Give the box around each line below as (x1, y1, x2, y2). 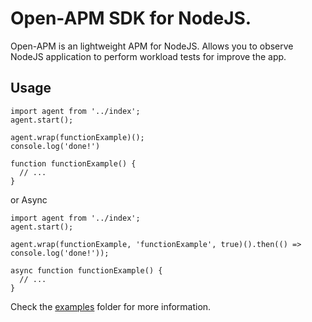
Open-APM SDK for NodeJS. (10, 7, 252, 30)
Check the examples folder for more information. (10, 300, 212, 312)
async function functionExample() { (10, 265, 163, 276)
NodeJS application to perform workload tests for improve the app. (10, 50, 287, 62)
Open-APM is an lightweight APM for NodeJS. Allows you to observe (10, 40, 294, 52)
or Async (10, 193, 48, 206)
